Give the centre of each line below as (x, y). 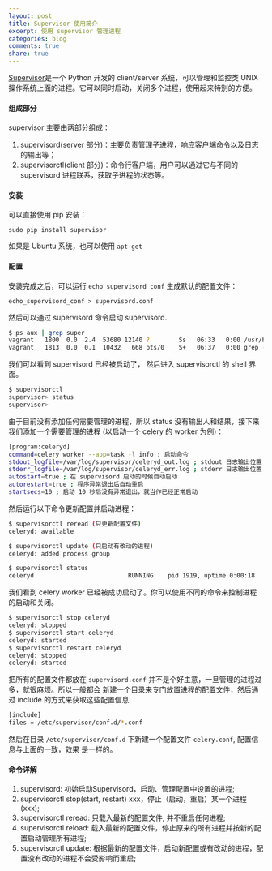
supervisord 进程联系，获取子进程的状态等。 (94, 175)
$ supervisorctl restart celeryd (65, 648)
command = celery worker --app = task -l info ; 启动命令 (98, 454)
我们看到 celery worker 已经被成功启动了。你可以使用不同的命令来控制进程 (133, 592)
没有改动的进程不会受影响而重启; (82, 858)
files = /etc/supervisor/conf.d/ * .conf (76, 723)
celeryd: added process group (59, 553)
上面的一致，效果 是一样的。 (70, 749)
